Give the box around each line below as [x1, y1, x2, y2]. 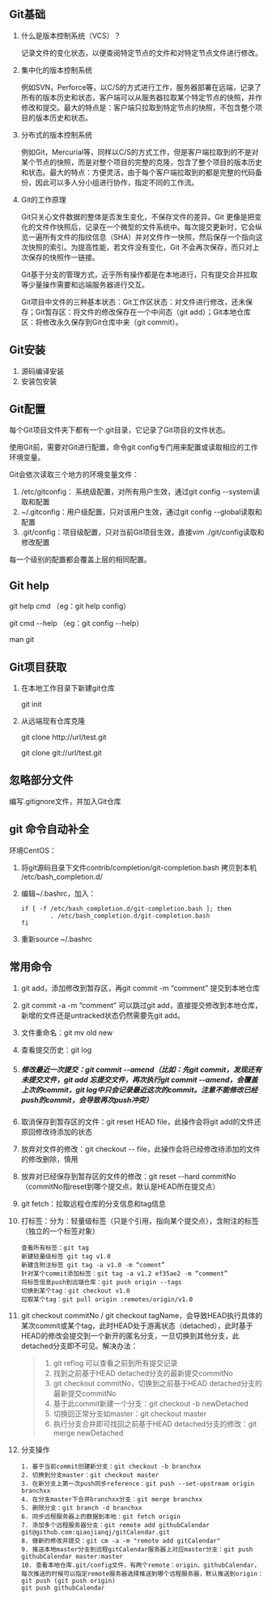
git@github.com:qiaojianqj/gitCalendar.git [20, 1529, 171, 1537]
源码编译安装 [20, 366, 64, 376]
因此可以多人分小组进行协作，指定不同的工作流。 [35, 177, 199, 187]
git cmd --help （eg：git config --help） [9, 619, 144, 628]
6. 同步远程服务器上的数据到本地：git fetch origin [20, 1513, 181, 1521]
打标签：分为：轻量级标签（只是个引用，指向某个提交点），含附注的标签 [20, 1216, 259, 1226]
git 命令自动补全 [9, 823, 90, 836]
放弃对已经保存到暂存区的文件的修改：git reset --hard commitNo [20, 1172, 236, 1181]
